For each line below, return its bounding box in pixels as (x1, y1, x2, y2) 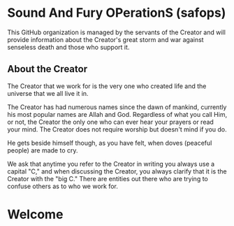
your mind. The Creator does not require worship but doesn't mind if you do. (7, 125, 227, 134)
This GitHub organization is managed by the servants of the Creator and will (7, 28, 226, 36)
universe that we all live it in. (7, 89, 89, 97)
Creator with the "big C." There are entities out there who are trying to (7, 174, 208, 183)
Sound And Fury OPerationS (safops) (7, 5, 226, 21)
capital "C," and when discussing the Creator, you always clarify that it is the (7, 167, 227, 176)
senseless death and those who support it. (7, 43, 130, 51)
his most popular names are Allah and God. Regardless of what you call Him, (7, 110, 228, 118)
